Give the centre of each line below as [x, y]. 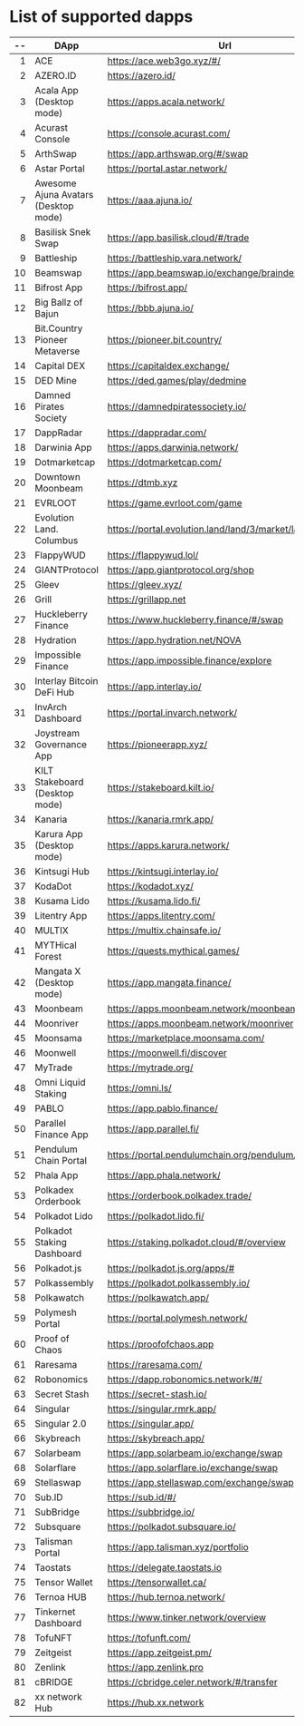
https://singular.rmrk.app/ [162, 1409]
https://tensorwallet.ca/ [157, 1582]
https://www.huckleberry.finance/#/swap [195, 619]
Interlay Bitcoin [66, 680]
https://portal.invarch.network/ [172, 712]
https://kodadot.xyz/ [151, 886]
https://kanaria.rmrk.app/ [161, 819]
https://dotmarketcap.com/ [164, 462]
